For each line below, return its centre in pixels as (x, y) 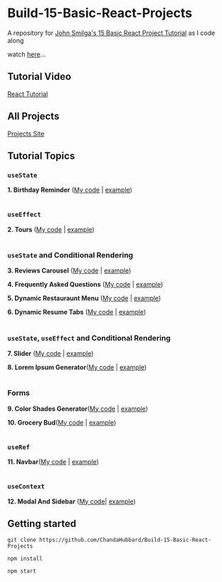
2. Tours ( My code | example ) (51, 229)
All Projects (33, 117)
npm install (25, 559)
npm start (22, 571)
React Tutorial (28, 93)
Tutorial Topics (41, 156)
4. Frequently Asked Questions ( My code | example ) (85, 285)
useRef (19, 447)
